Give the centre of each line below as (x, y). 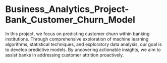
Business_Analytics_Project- (67, 9)
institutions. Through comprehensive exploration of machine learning (77, 39)
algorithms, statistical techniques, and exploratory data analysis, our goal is (84, 44)
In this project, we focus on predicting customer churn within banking (77, 33)
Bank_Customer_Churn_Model (70, 20)
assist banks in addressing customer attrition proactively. (65, 55)
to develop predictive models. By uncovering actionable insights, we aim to (83, 49)
